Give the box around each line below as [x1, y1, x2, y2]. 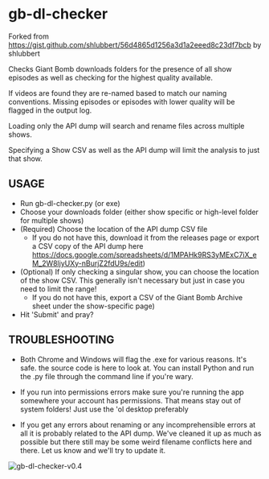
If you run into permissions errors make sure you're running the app [19, 387, 245, 397]
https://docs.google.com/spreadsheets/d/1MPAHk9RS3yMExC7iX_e [31, 250, 257, 259]
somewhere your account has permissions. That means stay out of [19, 395, 242, 405]
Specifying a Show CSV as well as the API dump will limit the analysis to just [8, 145, 260, 155]
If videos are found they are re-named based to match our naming [8, 88, 227, 97]
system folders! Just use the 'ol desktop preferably [19, 404, 189, 414]
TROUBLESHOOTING [8, 333, 115, 347]
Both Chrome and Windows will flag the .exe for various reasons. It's [19, 354, 247, 364]
